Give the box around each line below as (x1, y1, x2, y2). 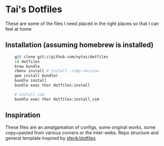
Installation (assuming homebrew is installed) (5, 41, 154, 50)
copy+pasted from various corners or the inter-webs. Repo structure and (5, 130, 159, 136)
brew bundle (14, 64, 40, 69)
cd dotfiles (14, 59, 40, 64)
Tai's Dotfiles (5, 4, 62, 15)
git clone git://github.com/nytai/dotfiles (14, 54, 109, 59)
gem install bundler (14, 73, 58, 79)
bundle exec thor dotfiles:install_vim (14, 96, 100, 102)
